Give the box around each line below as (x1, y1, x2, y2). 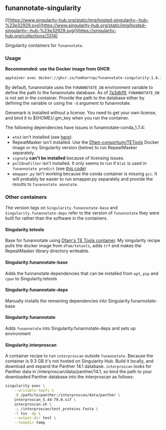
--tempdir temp (14, 420, 45, 425)
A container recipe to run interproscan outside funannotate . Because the (5, 353, 153, 359)
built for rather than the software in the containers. (5, 215, 108, 221)
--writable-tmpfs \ (14, 388, 54, 393)
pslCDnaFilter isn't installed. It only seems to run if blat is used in (12, 160, 147, 166)
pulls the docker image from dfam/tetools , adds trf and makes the (5, 243, 142, 249)
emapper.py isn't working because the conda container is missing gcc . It (12, 170, 158, 177)
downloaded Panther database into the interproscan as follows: (5, 374, 134, 380)
